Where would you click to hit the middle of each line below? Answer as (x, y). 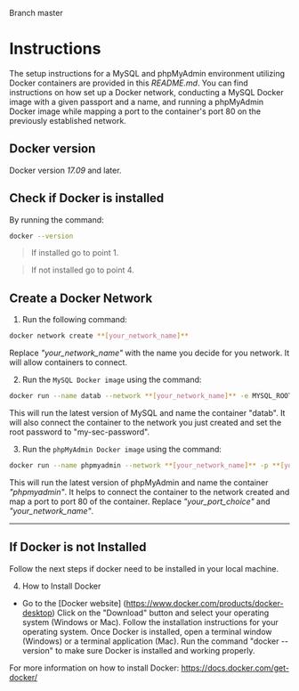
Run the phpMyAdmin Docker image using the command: (122, 449)
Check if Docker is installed (87, 198)
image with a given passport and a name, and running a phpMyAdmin (137, 102)
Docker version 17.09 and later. (65, 170)
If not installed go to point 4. (83, 270)
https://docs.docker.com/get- (235, 668)
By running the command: (57, 219)
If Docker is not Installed (78, 547)
